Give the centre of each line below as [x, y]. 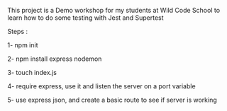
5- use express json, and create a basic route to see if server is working [112, 100]
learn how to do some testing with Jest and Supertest [86, 18]
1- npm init [23, 45]
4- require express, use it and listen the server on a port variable [102, 86]
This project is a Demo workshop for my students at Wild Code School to [114, 10]
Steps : [18, 31]
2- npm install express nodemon [55, 59]
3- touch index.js [32, 72]
